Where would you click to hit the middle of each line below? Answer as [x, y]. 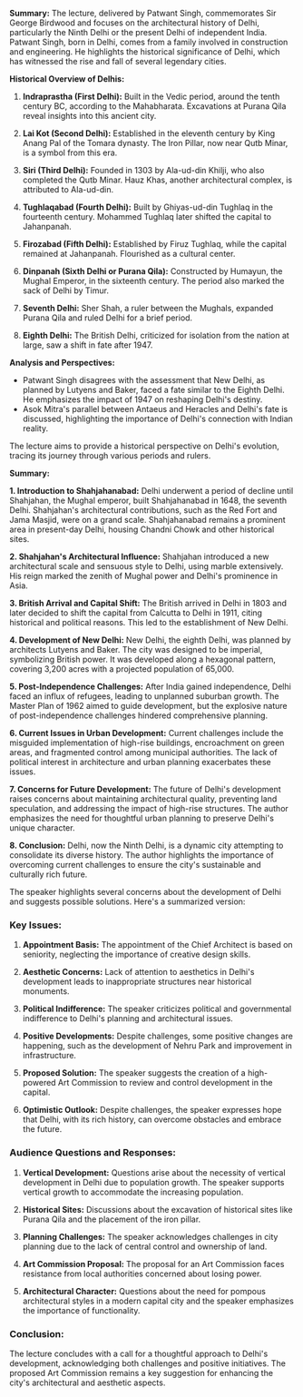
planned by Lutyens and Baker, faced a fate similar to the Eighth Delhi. [154, 390]
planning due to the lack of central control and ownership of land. [145, 1246]
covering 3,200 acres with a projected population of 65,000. [122, 669]
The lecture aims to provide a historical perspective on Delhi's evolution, [144, 446]
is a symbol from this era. [70, 152]
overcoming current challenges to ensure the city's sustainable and [135, 865]
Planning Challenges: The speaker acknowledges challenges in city [150, 1236]
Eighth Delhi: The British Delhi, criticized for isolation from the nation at [156, 335]
